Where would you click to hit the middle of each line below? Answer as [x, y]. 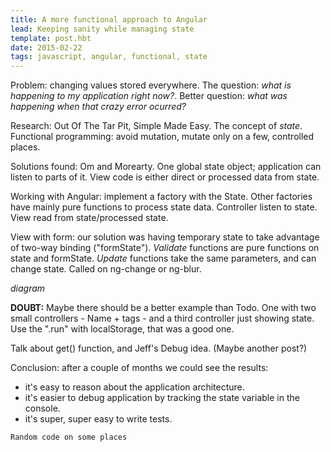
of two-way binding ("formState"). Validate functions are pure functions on [165, 248]
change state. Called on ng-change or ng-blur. [106, 269]
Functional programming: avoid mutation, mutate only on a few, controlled [162, 137]
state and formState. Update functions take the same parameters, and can [163, 258]
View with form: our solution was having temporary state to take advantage [165, 237]
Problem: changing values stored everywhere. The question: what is [151, 85]
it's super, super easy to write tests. [98, 419]
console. [42, 408]
